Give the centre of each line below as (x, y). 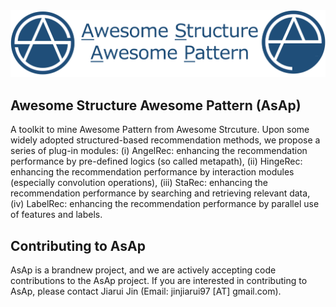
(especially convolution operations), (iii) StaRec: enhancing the (139, 183)
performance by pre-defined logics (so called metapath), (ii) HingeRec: (156, 161)
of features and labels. (56, 215)
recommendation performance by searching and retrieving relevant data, (160, 193)
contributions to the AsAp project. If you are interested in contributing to (159, 281)
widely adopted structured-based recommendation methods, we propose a (165, 140)
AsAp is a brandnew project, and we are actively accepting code (143, 270)
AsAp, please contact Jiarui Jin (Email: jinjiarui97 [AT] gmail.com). (146, 291)
